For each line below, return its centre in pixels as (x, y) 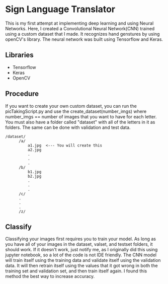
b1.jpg (34, 172)
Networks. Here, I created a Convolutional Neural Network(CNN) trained (80, 28)
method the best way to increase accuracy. (50, 276)
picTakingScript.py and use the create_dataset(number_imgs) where (76, 111)
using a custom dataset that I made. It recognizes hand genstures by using (82, 34)
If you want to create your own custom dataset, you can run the (71, 106)
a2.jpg (34, 150)
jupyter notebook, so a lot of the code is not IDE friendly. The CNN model (81, 255)
